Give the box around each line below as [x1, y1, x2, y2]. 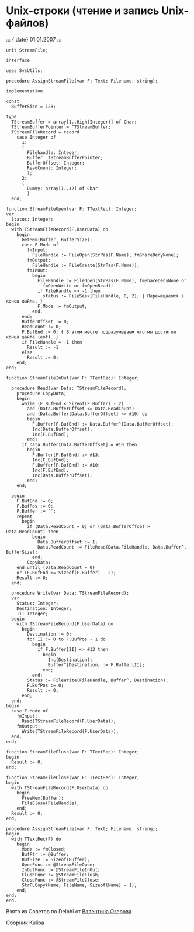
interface [6, 57, 30, 63]
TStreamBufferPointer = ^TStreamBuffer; [11, 124, 111, 130]
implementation [6, 88, 43, 94]
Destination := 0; [27, 631, 72, 637]
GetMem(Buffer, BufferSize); [21, 237, 93, 242]
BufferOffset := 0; [21, 318, 69, 324]
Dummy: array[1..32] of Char [27, 186, 98, 191]
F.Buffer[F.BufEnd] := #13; [32, 452, 101, 458]
